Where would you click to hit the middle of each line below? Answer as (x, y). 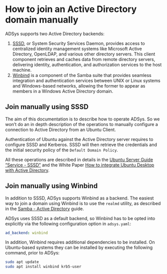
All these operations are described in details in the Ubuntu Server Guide (79, 159)
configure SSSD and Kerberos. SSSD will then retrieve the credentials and (81, 144)
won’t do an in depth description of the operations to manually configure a (82, 124)
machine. (22, 70)
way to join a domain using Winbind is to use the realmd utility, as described (83, 203)
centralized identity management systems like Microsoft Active (77, 48)
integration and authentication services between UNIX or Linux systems (86, 80)
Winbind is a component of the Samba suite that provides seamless (82, 75)
